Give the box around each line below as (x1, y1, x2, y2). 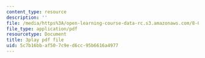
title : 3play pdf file (6, 37, 64, 43)
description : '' (6, 14, 48, 21)
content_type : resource (6, 8, 67, 15)
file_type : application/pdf (6, 25, 78, 32)
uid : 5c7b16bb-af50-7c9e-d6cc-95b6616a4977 (6, 43, 119, 49)
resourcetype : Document (6, 31, 67, 37)
